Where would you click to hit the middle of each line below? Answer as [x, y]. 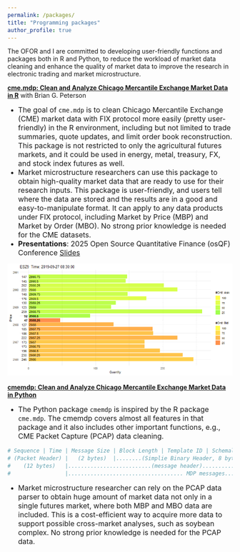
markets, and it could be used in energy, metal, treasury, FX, [119, 155]
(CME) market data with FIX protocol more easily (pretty [112, 119]
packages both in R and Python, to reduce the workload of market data [112, 59]
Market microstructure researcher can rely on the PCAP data [120, 488]
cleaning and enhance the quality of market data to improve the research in [118, 66]
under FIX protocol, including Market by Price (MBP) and [113, 217]
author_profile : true [40, 30]
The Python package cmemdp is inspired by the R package [113, 409]
